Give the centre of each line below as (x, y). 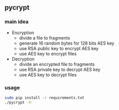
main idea (17, 22)
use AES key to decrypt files (48, 75)
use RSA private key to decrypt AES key (60, 69)
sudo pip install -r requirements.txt (44, 98)
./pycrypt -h (18, 102)
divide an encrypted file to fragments (57, 64)
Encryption (23, 32)
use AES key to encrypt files (48, 54)
